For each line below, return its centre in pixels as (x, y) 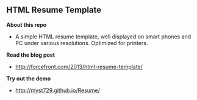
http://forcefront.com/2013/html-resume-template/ (79, 66)
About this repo (27, 24)
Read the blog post (31, 55)
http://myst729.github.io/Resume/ (58, 90)
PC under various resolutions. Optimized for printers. (81, 43)
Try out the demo (29, 78)
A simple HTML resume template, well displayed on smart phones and (103, 37)
